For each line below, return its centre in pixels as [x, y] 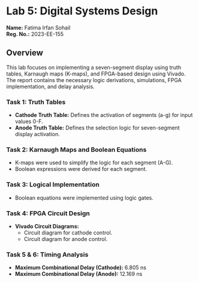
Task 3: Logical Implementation [53, 185]
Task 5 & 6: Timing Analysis [47, 254]
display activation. [37, 134]
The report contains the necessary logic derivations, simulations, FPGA [94, 80]
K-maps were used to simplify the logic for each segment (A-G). [94, 162]
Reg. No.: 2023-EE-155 [35, 34]
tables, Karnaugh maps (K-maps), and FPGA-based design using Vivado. [96, 74]
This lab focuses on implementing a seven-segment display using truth [94, 67]
